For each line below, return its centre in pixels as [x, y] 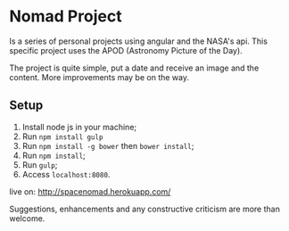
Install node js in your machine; [79, 127]
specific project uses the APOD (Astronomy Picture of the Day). [126, 50]
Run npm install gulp [62, 136]
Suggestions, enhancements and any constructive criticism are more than [145, 209]
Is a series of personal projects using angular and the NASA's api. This [138, 41]
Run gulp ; [40, 165]
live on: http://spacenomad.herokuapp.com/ [90, 191]
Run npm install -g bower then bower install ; [108, 145]
